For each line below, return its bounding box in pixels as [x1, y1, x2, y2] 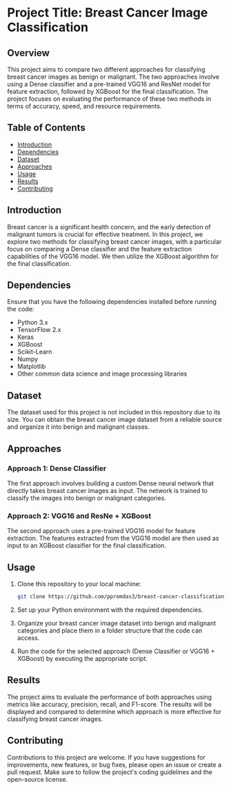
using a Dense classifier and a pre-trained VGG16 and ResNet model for [7, 80, 211, 88]
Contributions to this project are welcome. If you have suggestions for [7, 753, 205, 761]
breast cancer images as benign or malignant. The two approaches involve [7, 73, 219, 81]
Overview [7, 47, 50, 59]
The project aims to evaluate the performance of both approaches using [7, 693, 212, 701]
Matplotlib [17, 363, 46, 371]
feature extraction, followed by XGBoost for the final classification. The [7, 88, 208, 95]
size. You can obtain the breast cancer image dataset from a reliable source [7, 416, 223, 424]
